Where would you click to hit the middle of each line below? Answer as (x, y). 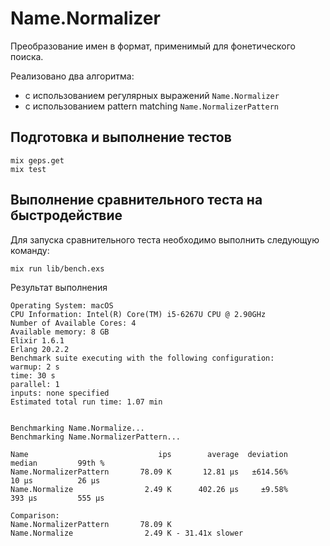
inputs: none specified (60, 393)
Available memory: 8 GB (60, 332)
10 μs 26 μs (55, 480)
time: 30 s (33, 375)
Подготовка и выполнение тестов (121, 137)
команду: (30, 250)
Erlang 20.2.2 (40, 349)
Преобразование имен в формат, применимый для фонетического (153, 46)
